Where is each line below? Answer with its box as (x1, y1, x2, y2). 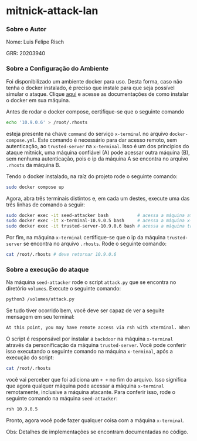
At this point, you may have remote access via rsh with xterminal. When (6, 325, 191, 330)
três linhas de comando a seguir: (6, 201, 85, 208)
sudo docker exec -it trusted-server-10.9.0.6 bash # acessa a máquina (6, 223, 185, 229)
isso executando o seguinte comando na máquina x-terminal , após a (6, 348, 173, 355)
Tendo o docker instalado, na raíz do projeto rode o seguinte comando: (6, 172, 178, 180)
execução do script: (6, 354, 55, 361)
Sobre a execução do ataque (6, 265, 89, 273)
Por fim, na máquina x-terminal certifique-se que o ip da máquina (6, 234, 166, 241)
